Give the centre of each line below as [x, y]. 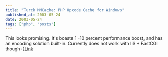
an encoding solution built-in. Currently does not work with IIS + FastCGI [82, 44]
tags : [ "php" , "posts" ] [31, 24]
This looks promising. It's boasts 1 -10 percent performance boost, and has [84, 38]
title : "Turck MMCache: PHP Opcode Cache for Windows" [65, 10]
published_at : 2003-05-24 [33, 15]
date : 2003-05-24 [24, 19]
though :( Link [19, 49]
